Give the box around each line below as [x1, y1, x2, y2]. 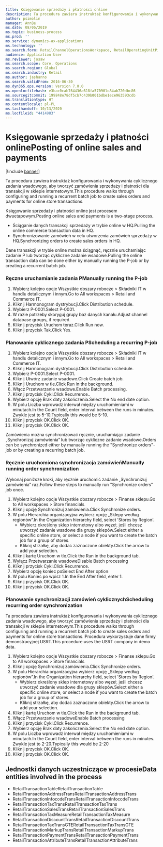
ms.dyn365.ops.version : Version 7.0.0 [5, 83, 84, 89]
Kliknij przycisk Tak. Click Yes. [12, 327, 72, 333]
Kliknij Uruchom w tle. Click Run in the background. [12, 381, 114, 387]
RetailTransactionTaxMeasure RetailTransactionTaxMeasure [12, 811, 130, 817]
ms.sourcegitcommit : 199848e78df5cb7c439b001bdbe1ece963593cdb [5, 93, 136, 98]
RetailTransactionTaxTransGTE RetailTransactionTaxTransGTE [12, 822, 134, 828]
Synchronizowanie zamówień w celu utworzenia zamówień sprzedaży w [12, 232, 157, 238]
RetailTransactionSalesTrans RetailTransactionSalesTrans [12, 806, 125, 812]
